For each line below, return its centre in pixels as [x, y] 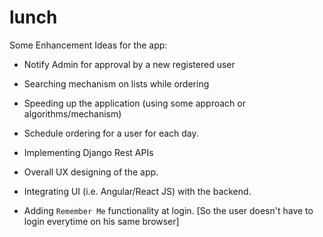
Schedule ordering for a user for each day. [111, 133]
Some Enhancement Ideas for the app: [88, 45]
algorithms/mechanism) [72, 113]
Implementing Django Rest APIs [88, 152]
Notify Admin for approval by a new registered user [129, 64]
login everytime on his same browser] [101, 221]
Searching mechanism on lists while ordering [116, 83]
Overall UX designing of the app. [91, 172]
